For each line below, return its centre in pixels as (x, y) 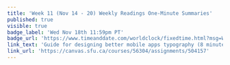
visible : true (27, 26)
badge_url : (23, 39)
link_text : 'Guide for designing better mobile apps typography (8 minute (116, 45)
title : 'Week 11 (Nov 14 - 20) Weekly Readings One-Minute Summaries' (110, 13)
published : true (30, 20)
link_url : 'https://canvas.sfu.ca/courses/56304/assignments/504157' (108, 51)
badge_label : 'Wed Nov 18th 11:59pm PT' (66, 32)
